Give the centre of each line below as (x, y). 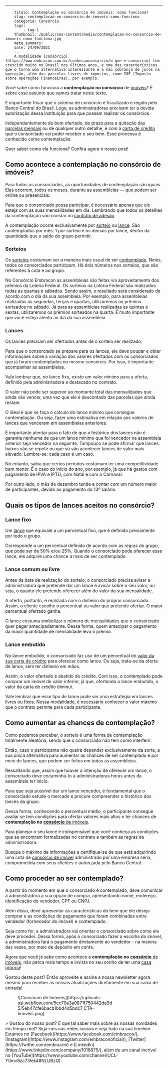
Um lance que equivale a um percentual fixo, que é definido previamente (80, 530)
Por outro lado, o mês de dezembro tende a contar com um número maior (81, 484)
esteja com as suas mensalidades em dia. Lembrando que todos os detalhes (84, 210)
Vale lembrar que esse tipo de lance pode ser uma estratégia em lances (79, 696)
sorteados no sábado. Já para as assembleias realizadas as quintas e (77, 307)
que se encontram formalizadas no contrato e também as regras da (74, 837)
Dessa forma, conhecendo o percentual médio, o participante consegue (79, 811)
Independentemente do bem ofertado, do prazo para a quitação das (75, 123)
